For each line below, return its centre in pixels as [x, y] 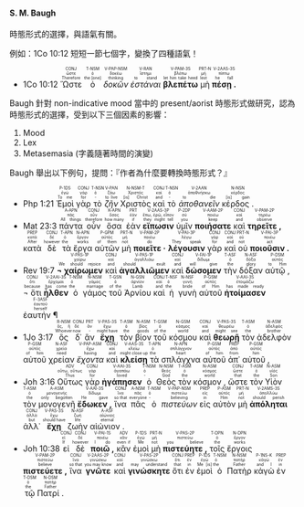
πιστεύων [179, 404]
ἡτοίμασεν [245, 293]
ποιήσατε [213, 226]
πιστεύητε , [185, 449]
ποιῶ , [103, 449]
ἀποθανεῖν [199, 204]
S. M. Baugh [33, 13]
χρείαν [62, 360]
